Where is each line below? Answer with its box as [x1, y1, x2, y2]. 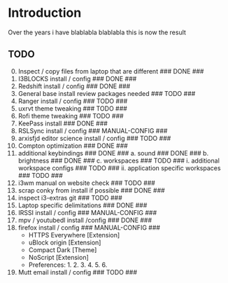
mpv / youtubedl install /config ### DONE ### [17, 216, 152, 224]
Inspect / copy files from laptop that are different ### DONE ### [17, 67, 204, 75]
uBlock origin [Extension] [28, 238, 101, 247]
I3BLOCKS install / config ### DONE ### [17, 74, 137, 83]
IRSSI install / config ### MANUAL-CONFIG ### [17, 208, 157, 216]
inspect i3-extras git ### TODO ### [17, 193, 123, 202]
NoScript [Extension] [28, 253, 90, 261]
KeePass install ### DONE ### [17, 119, 108, 127]
